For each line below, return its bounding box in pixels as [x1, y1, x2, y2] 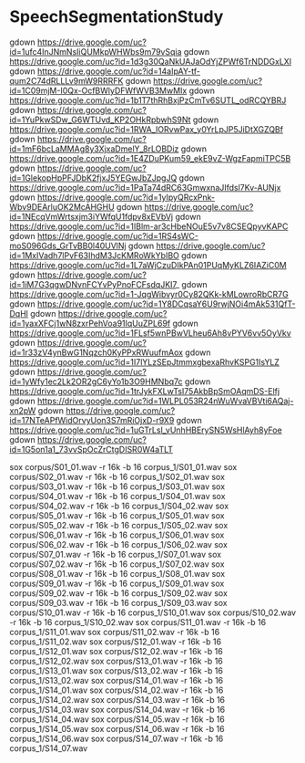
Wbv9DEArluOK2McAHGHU [9, 201, 116, 212]
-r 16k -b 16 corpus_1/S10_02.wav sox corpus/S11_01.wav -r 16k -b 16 [9, 616, 267, 627]
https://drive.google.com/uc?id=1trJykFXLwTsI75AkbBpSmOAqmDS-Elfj [9, 385, 280, 396]
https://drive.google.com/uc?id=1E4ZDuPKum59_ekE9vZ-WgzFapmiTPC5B [9, 152, 291, 163]
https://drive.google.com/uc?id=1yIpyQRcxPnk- [36, 192, 216, 203]
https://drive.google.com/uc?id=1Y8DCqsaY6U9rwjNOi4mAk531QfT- [36, 298, 296, 309]
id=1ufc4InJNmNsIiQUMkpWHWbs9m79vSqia [9, 46, 182, 57]
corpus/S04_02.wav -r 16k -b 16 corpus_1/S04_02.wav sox [9, 500, 229, 511]
